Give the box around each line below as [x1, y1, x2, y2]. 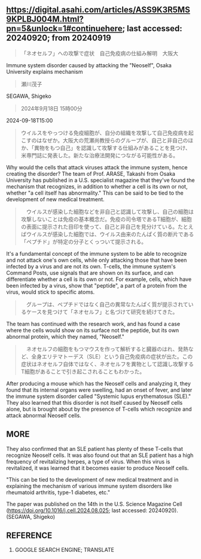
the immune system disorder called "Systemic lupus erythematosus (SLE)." [6, 393, 191, 400]
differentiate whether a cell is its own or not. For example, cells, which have [6, 276, 192, 283]
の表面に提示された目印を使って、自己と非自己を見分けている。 [20, 223, 178, 230]
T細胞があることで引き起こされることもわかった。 [20, 367, 145, 375]
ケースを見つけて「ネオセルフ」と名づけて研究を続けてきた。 [26, 308, 178, 315]
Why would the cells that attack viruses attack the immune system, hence [6, 163, 188, 171]
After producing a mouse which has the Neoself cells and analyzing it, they [6, 379, 191, 387]
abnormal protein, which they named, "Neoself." [6, 333, 124, 340]
